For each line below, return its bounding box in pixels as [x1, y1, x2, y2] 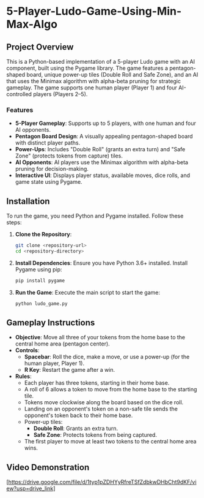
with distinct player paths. [15, 139, 81, 146]
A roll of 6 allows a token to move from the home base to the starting [24, 386, 197, 393]
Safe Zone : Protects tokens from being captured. [33, 431, 158, 439]
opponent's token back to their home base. [24, 412, 133, 419]
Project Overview [6, 42, 74, 52]
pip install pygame [15, 277, 65, 284]
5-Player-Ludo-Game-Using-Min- [6, 4, 182, 18]
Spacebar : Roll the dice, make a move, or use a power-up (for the [24, 353, 190, 361]
